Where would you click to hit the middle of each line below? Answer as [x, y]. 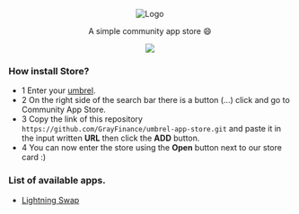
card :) [34, 158]
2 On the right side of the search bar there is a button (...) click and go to [156, 100]
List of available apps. [57, 181]
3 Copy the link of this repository [82, 119]
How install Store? [49, 71]
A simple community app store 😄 [150, 31]
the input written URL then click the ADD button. [110, 138]
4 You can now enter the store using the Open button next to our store [151, 148]
